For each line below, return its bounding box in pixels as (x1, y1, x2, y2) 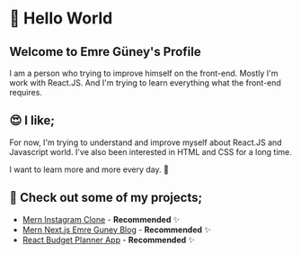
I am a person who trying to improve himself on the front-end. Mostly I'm (9, 68, 279, 78)
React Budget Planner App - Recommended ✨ (22, 234, 196, 245)
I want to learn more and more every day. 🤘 (9, 164, 169, 175)
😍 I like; (9, 113, 56, 129)
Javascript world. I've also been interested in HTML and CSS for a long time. (9, 146, 292, 157)
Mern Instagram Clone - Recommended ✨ (22, 213, 181, 224)
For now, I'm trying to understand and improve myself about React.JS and (9, 137, 282, 148)
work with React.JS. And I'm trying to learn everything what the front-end (9, 77, 281, 88)
